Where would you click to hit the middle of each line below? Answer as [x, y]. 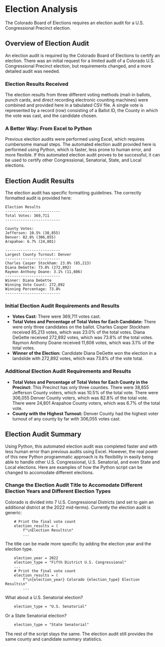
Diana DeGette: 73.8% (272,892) [38, 267]
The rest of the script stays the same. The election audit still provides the [79, 634]
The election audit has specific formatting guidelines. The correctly [73, 193]
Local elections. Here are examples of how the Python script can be [74, 467]
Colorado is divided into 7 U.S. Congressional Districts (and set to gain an [80, 502]
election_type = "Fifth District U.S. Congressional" [70, 562]
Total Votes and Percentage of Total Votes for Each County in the [80, 382]
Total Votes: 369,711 [27, 216]
